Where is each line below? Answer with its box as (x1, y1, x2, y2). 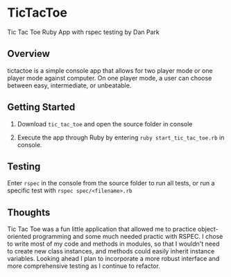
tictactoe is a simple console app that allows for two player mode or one (7, 66, 213, 74)
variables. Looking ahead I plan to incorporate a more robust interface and (7, 255, 220, 263)
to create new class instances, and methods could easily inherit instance (7, 247, 215, 255)
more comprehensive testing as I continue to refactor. (7, 262, 161, 270)
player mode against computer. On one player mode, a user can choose (7, 74, 212, 82)
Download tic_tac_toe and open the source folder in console (17, 119, 193, 128)
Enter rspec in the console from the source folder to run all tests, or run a (7, 179, 215, 187)
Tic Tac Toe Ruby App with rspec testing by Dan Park (7, 28, 160, 36)
